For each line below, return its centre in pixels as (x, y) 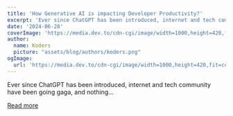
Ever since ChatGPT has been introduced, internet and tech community (109, 84)
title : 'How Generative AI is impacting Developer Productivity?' (105, 13)
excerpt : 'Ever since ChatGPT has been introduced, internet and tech (111, 20)
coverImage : (24, 33)
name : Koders (32, 46)
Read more (23, 105)
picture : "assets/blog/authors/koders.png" (77, 52)
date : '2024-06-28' (35, 26)
